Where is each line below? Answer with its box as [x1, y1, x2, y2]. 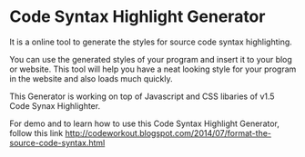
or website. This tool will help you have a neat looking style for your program [9, 64, 297, 74]
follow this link [9, 127, 64, 138]
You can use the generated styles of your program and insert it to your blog [9, 54, 293, 64]
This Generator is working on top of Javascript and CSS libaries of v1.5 [9, 91, 275, 102]
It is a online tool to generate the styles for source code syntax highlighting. [9, 36, 293, 47]
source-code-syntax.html [9, 137, 106, 148]
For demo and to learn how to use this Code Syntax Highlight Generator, [9, 118, 280, 129]
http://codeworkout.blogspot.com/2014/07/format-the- [65, 127, 271, 138]
